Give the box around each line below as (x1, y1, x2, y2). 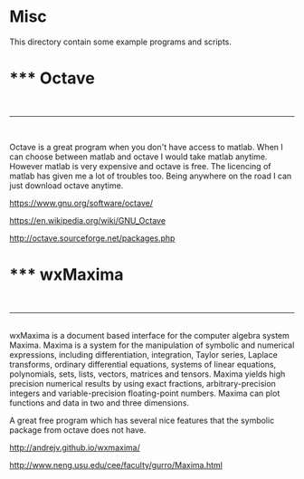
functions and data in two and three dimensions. (9, 397, 190, 408)
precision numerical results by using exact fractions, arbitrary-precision (9, 378, 276, 388)
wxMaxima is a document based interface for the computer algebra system (9, 330, 290, 340)
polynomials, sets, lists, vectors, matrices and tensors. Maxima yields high (9, 369, 286, 379)
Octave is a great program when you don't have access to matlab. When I (9, 141, 283, 152)
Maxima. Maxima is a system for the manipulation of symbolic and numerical (9, 340, 295, 350)
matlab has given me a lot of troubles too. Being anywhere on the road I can (9, 170, 292, 181)
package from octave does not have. (9, 424, 147, 436)
